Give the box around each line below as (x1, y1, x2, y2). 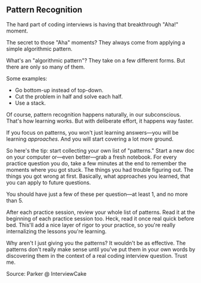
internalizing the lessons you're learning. (6, 228, 107, 235)
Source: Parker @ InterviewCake (6, 270, 87, 277)
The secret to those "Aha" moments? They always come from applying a (6, 38, 185, 46)
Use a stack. (14, 99, 46, 106)
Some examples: (6, 75, 47, 82)
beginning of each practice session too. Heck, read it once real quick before (6, 215, 194, 222)
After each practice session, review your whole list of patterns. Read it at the (6, 208, 196, 216)
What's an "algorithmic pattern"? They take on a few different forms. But (6, 56, 185, 64)
